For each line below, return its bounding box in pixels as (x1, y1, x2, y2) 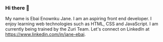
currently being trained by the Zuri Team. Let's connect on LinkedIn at (5, 26, 149, 32)
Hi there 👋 (5, 4, 30, 11)
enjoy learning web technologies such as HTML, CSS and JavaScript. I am (5, 21, 158, 27)
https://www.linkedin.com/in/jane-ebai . (5, 32, 86, 38)
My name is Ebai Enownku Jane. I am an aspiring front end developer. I (5, 16, 152, 22)
